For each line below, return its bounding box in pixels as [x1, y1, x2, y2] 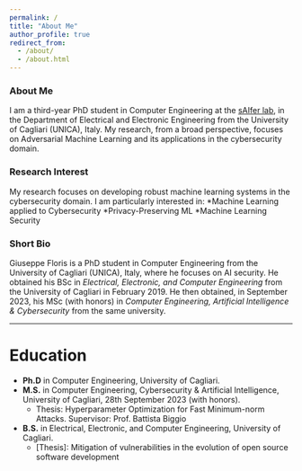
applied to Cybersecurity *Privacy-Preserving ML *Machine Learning [9, 205, 267, 216]
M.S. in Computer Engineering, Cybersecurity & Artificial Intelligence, [22, 384, 280, 395]
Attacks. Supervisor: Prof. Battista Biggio [35, 413, 187, 423]
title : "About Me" [9, 22, 78, 31]
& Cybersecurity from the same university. [9, 305, 166, 315]
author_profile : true [9, 30, 91, 39]
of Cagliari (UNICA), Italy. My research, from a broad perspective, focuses [9, 124, 284, 135]
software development [35, 451, 120, 462]
